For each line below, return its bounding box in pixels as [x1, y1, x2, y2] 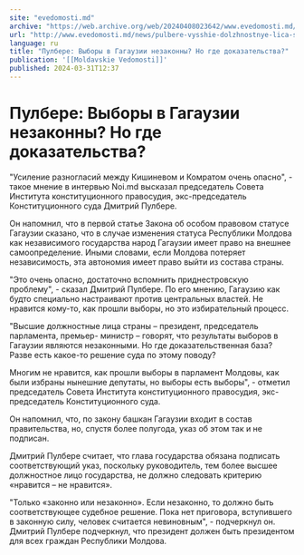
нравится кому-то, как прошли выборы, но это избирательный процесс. [9, 303, 290, 314]
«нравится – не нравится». [9, 479, 113, 490]
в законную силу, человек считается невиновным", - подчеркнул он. [9, 516, 276, 527]
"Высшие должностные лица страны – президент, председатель [9, 320, 260, 331]
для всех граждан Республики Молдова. [9, 535, 167, 546]
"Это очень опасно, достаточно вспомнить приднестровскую [9, 274, 249, 285]
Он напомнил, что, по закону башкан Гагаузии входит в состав [9, 414, 253, 424]
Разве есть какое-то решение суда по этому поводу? [9, 349, 216, 360]
